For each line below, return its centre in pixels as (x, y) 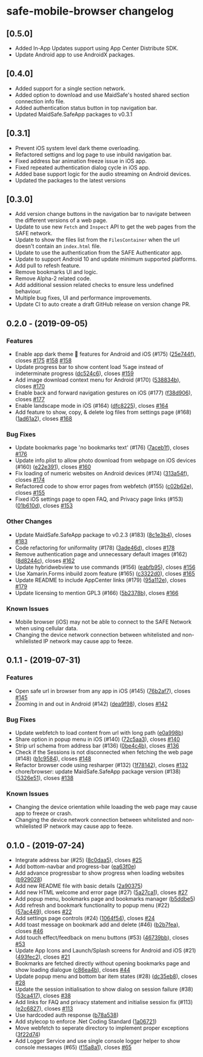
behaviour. (28, 291)
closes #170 (30, 387)
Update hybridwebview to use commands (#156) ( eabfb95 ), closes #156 (105, 567)
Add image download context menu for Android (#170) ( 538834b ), (98, 380)
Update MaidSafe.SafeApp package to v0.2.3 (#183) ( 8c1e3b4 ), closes (103, 535)
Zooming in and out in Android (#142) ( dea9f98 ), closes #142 (91, 704)
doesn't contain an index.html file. (58, 246)
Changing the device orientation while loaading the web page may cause (106, 807)
